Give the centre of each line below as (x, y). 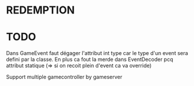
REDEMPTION (41, 10)
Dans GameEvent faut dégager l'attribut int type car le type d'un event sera (97, 53)
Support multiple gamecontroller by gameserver (64, 77)
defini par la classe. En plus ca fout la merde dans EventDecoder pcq (90, 60)
